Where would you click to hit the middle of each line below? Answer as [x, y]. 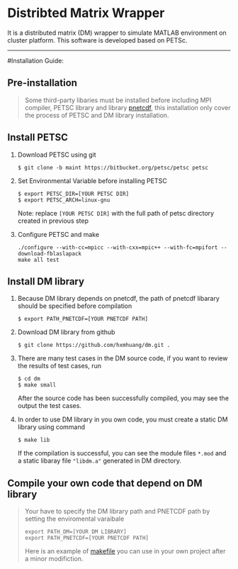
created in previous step [53, 221]
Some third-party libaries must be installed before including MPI [118, 100]
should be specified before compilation [75, 306]
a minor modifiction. [54, 559]
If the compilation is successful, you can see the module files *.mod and [122, 453]
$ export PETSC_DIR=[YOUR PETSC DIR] [73, 194]
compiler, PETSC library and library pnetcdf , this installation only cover [127, 107]
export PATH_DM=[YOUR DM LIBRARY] [75, 532]
